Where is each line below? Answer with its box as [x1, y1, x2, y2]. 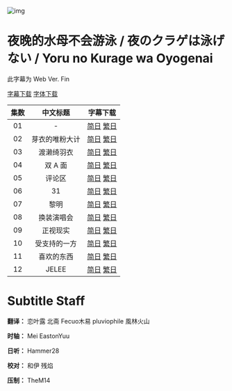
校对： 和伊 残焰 [7, 361, 53, 369]
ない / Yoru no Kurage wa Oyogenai [7, 51, 213, 66]
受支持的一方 [35, 239, 78, 248]
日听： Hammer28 [7, 346, 60, 355]
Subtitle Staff [7, 293, 85, 309]
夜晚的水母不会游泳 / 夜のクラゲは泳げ [7, 33, 225, 49]
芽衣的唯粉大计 [31, 134, 81, 144]
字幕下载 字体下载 [7, 89, 58, 97]
